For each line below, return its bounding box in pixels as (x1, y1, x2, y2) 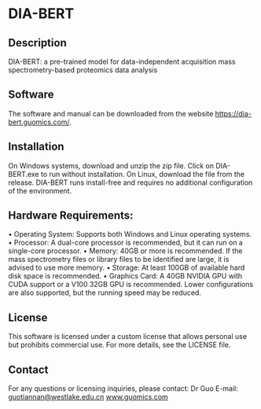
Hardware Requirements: (8, 209, 134, 223)
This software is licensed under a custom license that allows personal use (8, 332, 248, 341)
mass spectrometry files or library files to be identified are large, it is (8, 255, 230, 264)
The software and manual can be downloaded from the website (8, 109, 214, 118)
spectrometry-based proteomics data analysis (8, 65, 158, 75)
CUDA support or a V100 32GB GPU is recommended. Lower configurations (8, 280, 254, 289)
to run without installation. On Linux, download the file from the (40, 169, 245, 179)
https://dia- (215, 109, 252, 118)
